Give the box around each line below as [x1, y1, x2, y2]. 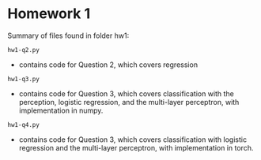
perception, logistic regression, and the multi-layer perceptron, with [18, 97, 240, 106]
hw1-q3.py [7, 75, 40, 83]
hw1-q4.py [7, 121, 40, 128]
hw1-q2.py [7, 46, 40, 54]
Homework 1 [7, 5, 91, 23]
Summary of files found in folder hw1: [7, 31, 130, 40]
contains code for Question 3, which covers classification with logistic [18, 135, 247, 144]
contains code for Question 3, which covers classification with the [18, 88, 234, 99]
